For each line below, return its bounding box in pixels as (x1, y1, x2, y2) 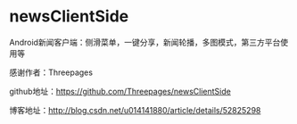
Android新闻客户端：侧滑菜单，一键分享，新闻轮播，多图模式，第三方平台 (9, 37, 281, 47)
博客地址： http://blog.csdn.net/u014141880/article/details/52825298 (9, 104, 261, 115)
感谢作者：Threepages (9, 67, 94, 78)
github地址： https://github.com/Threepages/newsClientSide (9, 86, 232, 96)
